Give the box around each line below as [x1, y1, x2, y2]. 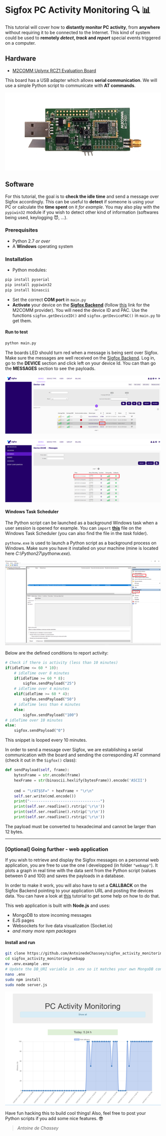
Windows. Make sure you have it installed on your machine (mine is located [5, 545, 159, 551]
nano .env [5, 972, 26, 977]
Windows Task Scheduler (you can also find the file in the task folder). [5, 530, 148, 536]
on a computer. [5, 40, 36, 46]
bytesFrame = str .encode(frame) [14, 773, 81, 778]
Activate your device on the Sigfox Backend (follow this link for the [12, 301, 150, 308]
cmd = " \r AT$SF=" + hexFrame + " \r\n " [14, 788, 94, 793]
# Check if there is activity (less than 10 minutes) [5, 660, 119, 665]
